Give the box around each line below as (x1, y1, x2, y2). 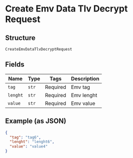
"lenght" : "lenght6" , (9, 139, 55, 144)
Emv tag (71, 83, 91, 90)
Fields (5, 60, 25, 69)
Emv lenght (71, 91, 98, 98)
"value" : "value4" (9, 144, 48, 149)
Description (71, 75, 100, 82)
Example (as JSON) (5, 117, 66, 125)
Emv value (71, 99, 96, 106)
